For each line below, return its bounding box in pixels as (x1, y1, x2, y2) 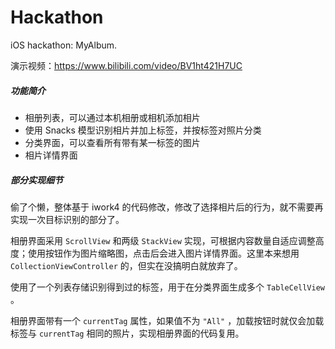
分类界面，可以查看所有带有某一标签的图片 (24, 136, 201, 148)
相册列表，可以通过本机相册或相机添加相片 (24, 111, 201, 123)
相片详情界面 (24, 149, 78, 161)
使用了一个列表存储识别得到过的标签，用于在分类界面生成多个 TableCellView (10, 281, 326, 293)
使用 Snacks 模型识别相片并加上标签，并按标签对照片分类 (24, 124, 262, 136)
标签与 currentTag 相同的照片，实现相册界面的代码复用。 (10, 327, 245, 339)
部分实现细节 (10, 174, 63, 186)
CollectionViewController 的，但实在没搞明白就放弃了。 (10, 259, 243, 271)
